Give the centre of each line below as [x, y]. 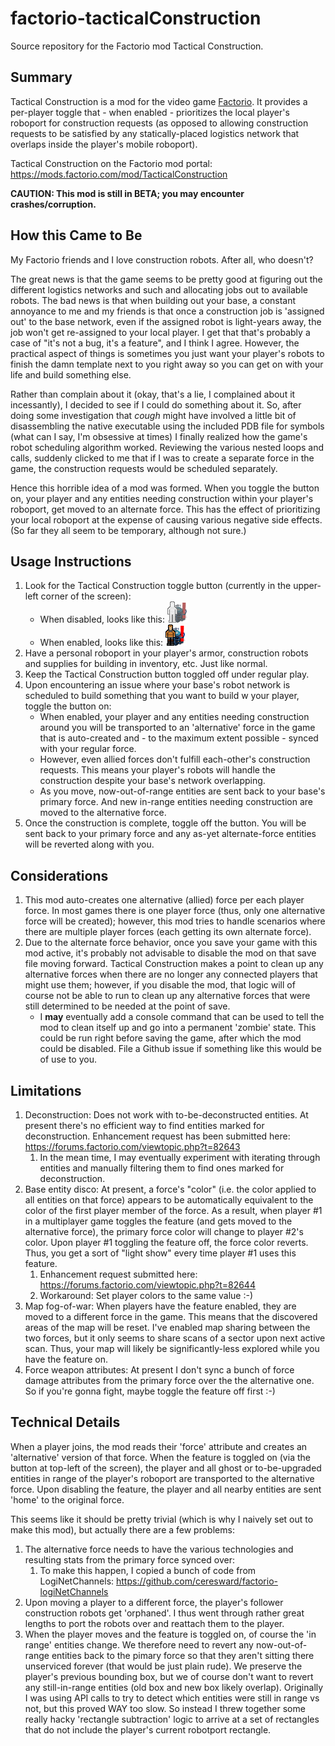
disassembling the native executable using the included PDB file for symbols [167, 426]
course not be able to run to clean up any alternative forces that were [167, 996]
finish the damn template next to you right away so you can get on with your [167, 364]
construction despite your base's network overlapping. [152, 781]
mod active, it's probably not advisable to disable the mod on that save [170, 953]
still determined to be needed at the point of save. [127, 1006]
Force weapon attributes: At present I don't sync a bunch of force [159, 1370]
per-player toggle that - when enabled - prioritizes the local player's [150, 112]
